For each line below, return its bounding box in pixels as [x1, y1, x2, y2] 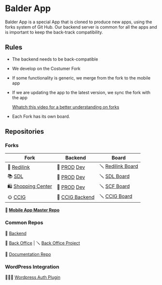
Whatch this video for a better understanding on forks [12, 104, 119, 110]
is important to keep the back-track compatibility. [5, 29, 103, 35]
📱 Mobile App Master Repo [5, 207, 59, 213]
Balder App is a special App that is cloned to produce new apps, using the [5, 19, 152, 25]
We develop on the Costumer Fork [12, 65, 81, 71]
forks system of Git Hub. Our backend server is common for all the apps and [5, 24, 157, 30]
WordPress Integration [5, 263, 59, 270]
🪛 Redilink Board [99, 163, 138, 170]
